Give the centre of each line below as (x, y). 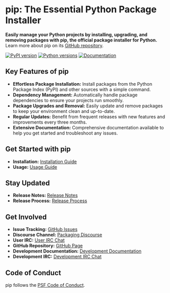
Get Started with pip (38, 149)
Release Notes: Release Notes (45, 196)
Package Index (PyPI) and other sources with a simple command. (82, 89)
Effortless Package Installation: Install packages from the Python (82, 84)
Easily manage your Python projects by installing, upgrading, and (77, 34)
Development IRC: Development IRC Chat (57, 257)
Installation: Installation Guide (45, 161)
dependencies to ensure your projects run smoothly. (68, 100)
